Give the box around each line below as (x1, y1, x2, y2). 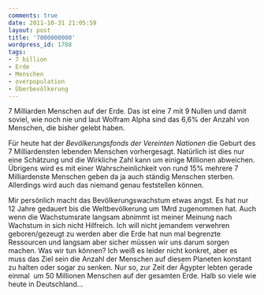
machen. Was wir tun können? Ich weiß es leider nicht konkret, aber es (8, 246, 238, 256)
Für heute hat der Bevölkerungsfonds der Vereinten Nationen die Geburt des (8, 139, 256, 148)
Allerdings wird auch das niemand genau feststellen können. (8, 181, 204, 190)
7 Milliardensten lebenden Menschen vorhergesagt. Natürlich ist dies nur (8, 147, 245, 156)
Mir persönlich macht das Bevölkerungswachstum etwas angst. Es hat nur (8, 196, 249, 205)
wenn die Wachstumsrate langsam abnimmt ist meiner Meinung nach (8, 212, 232, 222)
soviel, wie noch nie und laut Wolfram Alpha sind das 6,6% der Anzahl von (8, 115, 250, 125)
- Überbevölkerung (8, 84, 69, 93)
